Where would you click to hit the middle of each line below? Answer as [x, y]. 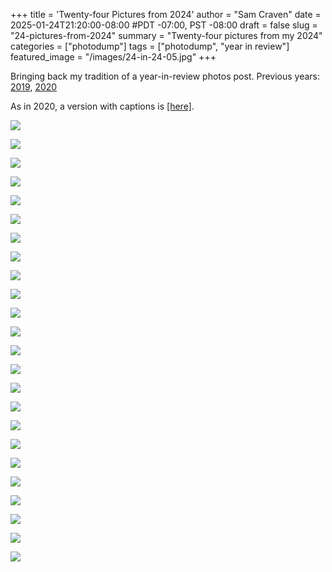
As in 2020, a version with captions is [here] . [102, 106]
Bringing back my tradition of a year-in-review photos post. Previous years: [165, 76]
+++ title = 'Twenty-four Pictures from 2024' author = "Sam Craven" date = [166, 14]
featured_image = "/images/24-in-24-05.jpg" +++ [113, 57]
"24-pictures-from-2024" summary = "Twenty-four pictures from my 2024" [166, 35]
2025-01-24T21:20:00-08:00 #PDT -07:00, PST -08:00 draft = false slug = [164, 25]
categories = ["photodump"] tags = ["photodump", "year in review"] [150, 46]
